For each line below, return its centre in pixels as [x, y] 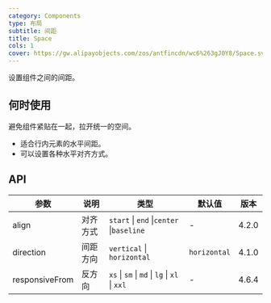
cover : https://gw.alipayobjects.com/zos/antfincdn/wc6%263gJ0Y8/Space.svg [138, 53]
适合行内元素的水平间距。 [63, 143]
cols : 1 [21, 46]
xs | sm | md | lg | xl [144, 274]
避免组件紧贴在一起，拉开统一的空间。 [72, 126]
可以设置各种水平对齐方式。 [66, 154]
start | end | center [144, 220]
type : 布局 [25, 23]
